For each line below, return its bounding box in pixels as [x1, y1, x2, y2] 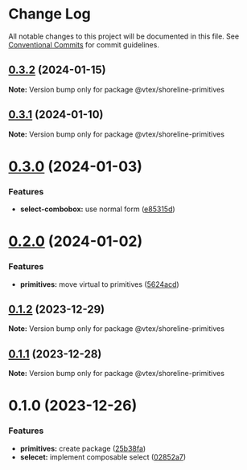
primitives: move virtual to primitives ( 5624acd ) [19, 279, 179, 289]
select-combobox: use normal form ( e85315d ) [19, 204, 175, 214]
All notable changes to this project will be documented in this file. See [8, 31, 240, 41]
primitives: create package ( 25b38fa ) [19, 443, 146, 453]
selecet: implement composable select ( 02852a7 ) [19, 452, 187, 462]
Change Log [8, 5, 91, 23]
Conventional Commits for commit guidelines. [8, 39, 159, 49]
